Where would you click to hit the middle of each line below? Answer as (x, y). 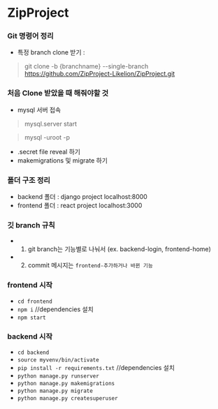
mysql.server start (51, 124)
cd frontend (35, 302)
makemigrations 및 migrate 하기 (63, 160)
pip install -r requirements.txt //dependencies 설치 (96, 367)
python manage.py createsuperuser (67, 398)
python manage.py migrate (55, 391)
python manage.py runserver (58, 376)
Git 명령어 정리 (30, 36)
